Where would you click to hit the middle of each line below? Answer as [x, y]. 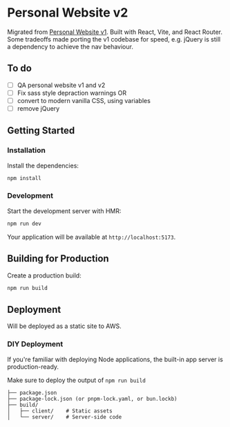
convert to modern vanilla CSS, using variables [84, 100]
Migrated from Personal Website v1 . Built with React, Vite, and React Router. [115, 32]
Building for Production [58, 258]
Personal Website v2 [68, 13]
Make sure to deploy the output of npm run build [77, 380]
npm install [24, 178]
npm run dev [24, 224]
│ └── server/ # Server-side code [65, 417]
